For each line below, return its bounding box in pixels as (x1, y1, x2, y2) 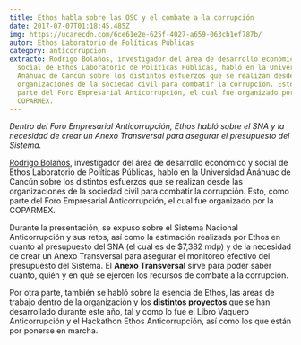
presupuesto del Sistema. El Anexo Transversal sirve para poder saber (9, 261, 272, 272)
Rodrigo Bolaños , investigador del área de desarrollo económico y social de (9, 158, 288, 168)
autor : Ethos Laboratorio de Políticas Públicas (9, 38, 194, 47)
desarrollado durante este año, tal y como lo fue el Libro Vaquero (9, 306, 249, 317)
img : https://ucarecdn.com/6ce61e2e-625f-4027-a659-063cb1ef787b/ (9, 30, 262, 39)
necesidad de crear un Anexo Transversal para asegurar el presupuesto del (9, 131, 290, 142)
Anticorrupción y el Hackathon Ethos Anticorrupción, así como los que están (9, 315, 292, 327)
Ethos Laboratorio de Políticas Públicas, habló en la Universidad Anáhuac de (9, 167, 291, 177)
